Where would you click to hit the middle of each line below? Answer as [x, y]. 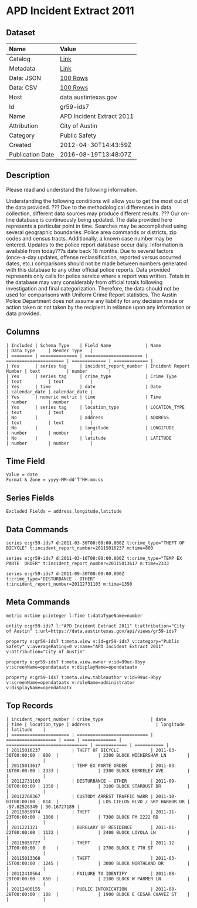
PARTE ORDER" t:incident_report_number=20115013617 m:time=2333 [87, 564]
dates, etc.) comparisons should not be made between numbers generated [97, 263]
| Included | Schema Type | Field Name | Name [84, 345]
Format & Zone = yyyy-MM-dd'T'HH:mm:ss [55, 480]
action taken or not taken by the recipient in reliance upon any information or [98, 307]
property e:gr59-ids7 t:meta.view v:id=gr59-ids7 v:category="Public [93, 641]
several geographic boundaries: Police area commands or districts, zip [91, 232]
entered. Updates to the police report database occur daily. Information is [95, 245]
